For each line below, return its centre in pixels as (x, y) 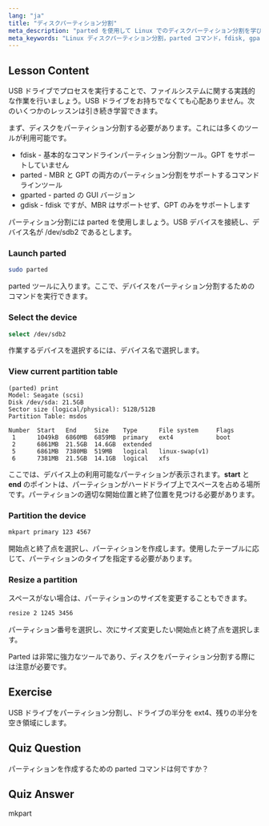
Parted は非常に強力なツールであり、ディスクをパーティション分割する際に (132, 657)
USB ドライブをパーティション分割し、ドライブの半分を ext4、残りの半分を (133, 712)
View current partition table (63, 372)
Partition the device (47, 515)
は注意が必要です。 (40, 667)
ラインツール (41, 185)
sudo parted (28, 270)
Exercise (30, 693)
